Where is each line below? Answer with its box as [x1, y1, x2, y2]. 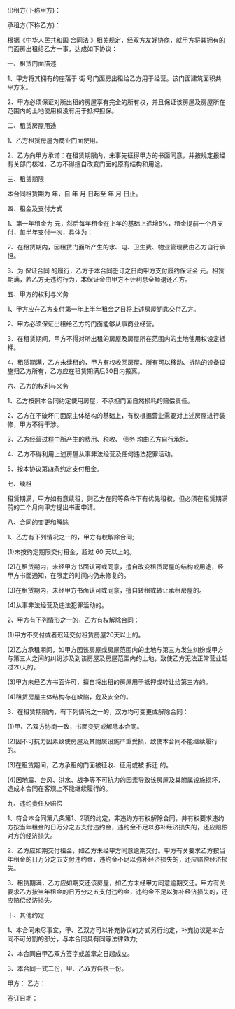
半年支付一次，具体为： [25, 228, 93, 236]
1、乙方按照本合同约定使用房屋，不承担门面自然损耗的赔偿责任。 [7, 397, 194, 405]
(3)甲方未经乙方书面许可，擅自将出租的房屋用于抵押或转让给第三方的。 [7, 678, 212, 686]
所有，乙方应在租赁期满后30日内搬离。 [31, 367, 144, 375]
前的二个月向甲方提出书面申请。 [7, 503, 99, 511]
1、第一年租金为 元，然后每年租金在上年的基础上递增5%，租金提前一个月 [7, 219, 218, 227]
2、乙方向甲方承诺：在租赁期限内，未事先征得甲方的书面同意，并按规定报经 [7, 151, 226, 159]
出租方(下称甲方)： [7, 6, 62, 14]
